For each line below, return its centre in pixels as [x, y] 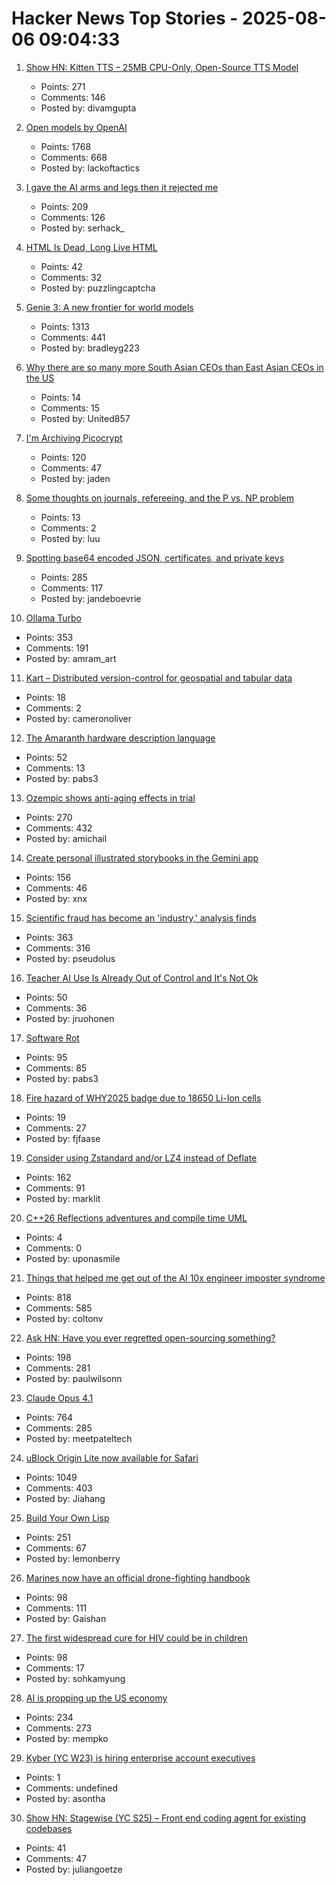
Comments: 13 [55, 768]
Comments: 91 [55, 1188]
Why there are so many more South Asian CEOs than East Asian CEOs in [174, 367]
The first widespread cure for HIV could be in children [136, 1638]
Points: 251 [48, 1537]
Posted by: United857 [85, 418]
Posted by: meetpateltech [79, 1438]
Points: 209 [64, 206]
